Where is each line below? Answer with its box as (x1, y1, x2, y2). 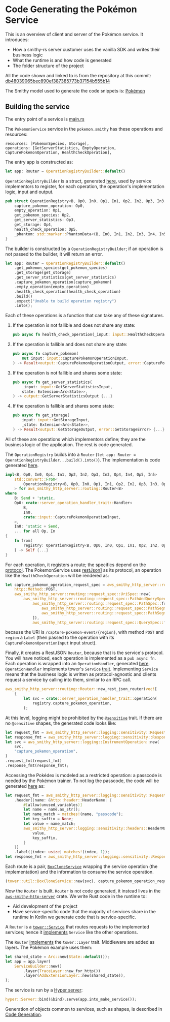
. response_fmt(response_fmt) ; (5, 763, 69, 768)
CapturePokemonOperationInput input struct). (5, 640, 97, 646)
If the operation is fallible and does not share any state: (12, 342, 127, 348)
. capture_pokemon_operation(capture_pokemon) (14, 280, 112, 285)
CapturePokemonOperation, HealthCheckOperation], (5, 150, 112, 155)
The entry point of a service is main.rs (5, 116, 84, 122)
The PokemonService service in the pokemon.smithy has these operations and (5, 126, 163, 132)
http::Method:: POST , (14, 587, 58, 592)
